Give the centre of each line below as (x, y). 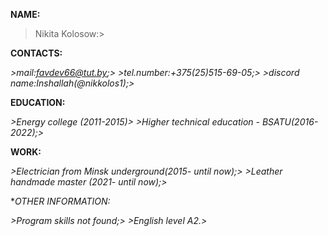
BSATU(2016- (290, 122)
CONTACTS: (36, 53)
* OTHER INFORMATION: (60, 201)
